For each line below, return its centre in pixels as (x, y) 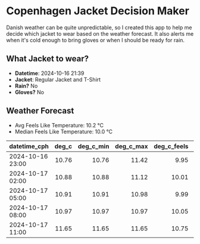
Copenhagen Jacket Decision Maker (98, 11)
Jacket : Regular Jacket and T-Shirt (58, 79)
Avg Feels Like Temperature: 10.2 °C (59, 125)
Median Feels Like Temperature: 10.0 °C (64, 132)
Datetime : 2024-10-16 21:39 (49, 73)
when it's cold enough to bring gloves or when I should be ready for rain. (96, 40)
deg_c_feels (171, 146)
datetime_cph (29, 146)
